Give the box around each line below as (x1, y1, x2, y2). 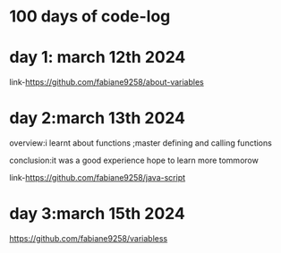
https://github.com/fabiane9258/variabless (9, 233, 168, 243)
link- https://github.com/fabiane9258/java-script (9, 173, 186, 183)
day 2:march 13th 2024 (9, 108, 186, 129)
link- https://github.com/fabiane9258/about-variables (9, 77, 204, 88)
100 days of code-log (9, 6, 171, 27)
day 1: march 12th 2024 (9, 47, 186, 68)
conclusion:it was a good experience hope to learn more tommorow (9, 155, 260, 166)
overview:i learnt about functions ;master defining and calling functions (9, 138, 273, 148)
